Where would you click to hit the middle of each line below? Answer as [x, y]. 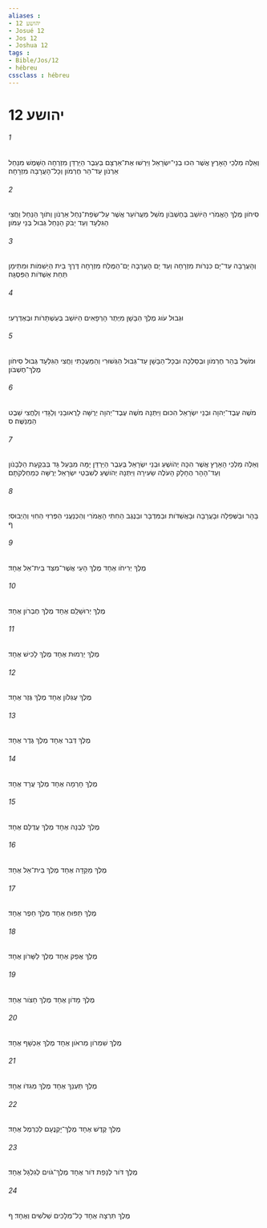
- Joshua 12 [28, 46]
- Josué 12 [26, 30]
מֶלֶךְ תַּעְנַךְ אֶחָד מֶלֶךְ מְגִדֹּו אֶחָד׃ [53, 1086]
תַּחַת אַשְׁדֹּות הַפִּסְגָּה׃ [38, 274]
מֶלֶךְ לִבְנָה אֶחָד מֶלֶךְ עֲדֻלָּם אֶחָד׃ [54, 826]
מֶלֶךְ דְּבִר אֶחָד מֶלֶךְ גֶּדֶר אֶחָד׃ [49, 740]
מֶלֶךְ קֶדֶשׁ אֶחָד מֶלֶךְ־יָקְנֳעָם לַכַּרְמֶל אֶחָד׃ [65, 1129]
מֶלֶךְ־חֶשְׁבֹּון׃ [25, 369]
